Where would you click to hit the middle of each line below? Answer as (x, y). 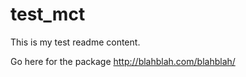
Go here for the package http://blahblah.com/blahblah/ (123, 61)
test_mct (48, 14)
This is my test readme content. (75, 42)
